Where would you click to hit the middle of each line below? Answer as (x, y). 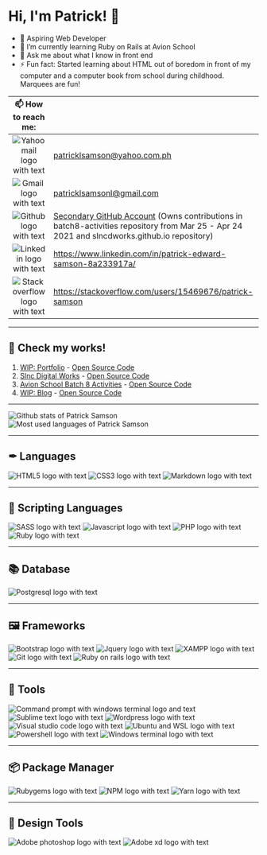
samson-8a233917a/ (95, 263)
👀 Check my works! (57, 348)
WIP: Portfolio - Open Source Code (77, 367)
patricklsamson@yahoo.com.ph (112, 155)
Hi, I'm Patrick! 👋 (64, 16)
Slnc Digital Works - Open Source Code (84, 375)
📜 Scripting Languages (66, 508)
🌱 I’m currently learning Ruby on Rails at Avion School (108, 46)
